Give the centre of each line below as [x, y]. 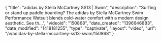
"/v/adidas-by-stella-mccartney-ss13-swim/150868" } [60, 33]
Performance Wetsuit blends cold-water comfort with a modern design [77, 18]
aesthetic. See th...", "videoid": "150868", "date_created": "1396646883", [79, 23]
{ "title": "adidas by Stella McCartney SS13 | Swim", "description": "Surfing [80, 8]
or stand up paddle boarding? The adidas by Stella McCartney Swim [74, 13]
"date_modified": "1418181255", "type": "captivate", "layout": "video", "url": [81, 28]
